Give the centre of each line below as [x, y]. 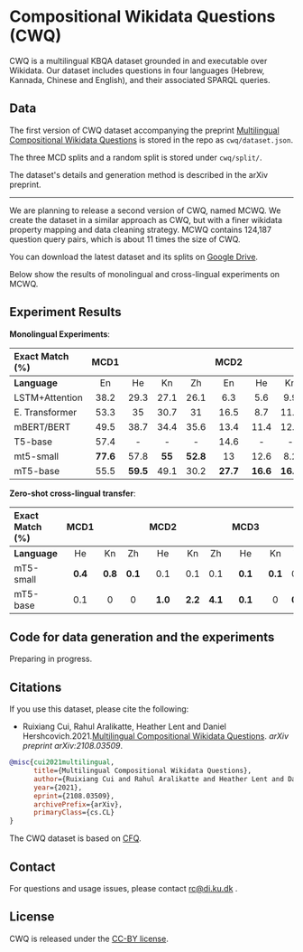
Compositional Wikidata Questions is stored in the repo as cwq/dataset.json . [151, 140]
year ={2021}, [58, 788]
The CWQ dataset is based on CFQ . [75, 838]
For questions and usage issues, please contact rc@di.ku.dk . [124, 888]
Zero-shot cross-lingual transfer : [73, 493]
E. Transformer [46, 412]
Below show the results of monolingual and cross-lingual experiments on [145, 274]
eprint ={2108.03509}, [74, 796]
